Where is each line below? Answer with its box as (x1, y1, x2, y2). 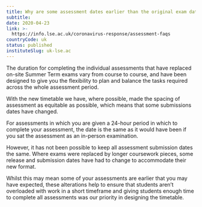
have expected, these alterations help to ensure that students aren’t (6, 181, 174, 188)
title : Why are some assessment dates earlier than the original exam (6, 8, 187, 15)
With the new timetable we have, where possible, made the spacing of (6, 95, 180, 102)
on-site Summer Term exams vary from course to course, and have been (6, 70, 187, 78)
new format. (6, 163, 36, 170)
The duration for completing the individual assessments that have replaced (6, 64, 192, 71)
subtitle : (6, 14, 31, 20)
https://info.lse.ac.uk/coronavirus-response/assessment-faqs (11, 31, 171, 37)
